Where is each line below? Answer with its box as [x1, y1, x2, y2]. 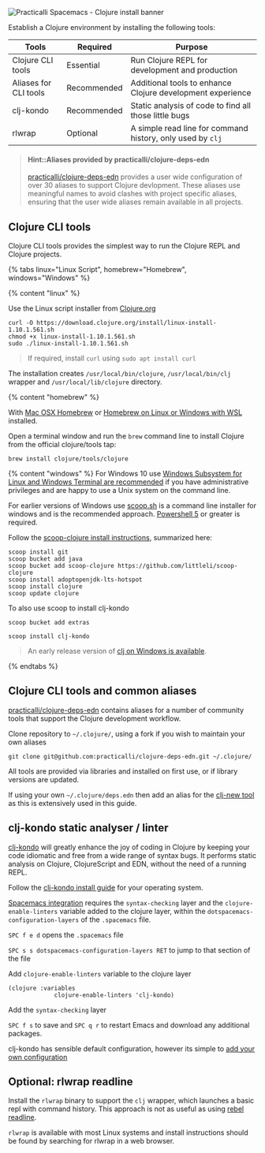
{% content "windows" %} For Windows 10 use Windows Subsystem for [8, 469, 243, 479]
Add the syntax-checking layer [8, 1005, 107, 1014]
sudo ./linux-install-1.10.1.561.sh [8, 340, 129, 348]
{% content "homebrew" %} [8, 393, 100, 402]
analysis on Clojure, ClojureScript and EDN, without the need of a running [8, 859, 247, 868]
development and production [130, 65, 238, 75]
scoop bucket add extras [8, 619, 90, 627]
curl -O [8, 319, 34, 327]
